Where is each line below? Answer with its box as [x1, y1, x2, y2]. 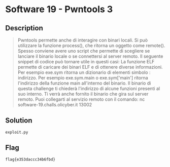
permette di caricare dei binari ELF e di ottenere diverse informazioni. [17, 64, 163, 70]
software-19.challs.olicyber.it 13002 [17, 102, 92, 107]
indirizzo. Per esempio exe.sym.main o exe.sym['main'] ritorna [17, 75, 148, 80]
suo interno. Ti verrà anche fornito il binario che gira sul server [17, 91, 149, 97]
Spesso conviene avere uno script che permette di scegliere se [17, 48, 150, 54]
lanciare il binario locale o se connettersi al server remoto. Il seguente [17, 53, 163, 59]
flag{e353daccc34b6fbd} [5, 157, 56, 162]
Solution [5, 116, 32, 125]
